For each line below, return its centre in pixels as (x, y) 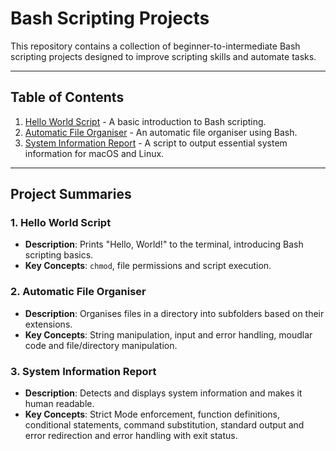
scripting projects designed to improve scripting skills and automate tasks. (163, 56)
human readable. (59, 404)
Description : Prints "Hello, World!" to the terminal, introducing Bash (164, 244)
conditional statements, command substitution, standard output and (164, 425)
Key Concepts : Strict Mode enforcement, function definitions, (152, 414)
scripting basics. (59, 255)
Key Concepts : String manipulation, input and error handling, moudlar (168, 334)
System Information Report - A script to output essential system (156, 143)
